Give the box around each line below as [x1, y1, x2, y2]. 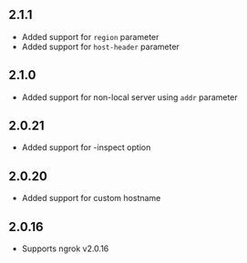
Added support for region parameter [21, 31, 160, 42]
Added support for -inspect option [21, 142, 151, 153]
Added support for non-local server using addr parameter [21, 91, 238, 103]
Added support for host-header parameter [21, 41, 180, 52]
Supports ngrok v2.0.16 [21, 243, 109, 254]
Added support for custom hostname [21, 193, 161, 204]
